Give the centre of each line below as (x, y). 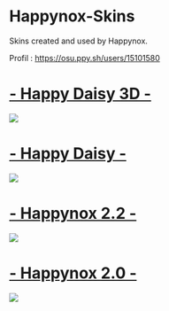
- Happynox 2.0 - (73, 273)
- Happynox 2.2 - (73, 214)
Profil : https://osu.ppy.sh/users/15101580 (85, 58)
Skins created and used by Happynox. (79, 41)
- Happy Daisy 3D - (81, 94)
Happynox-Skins (72, 16)
